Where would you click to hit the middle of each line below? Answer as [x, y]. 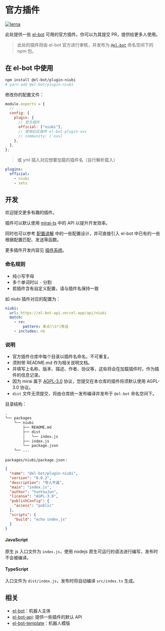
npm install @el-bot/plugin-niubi [41, 80]
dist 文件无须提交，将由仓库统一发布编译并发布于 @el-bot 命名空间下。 [84, 394]
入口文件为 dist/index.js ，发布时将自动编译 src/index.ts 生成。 [71, 581]
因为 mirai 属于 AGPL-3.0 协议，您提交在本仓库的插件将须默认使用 [79, 381]
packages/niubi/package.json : [36, 460]
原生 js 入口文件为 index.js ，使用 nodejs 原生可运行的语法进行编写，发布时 [82, 551]
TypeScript [17, 569]
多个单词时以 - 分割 [32, 282]
